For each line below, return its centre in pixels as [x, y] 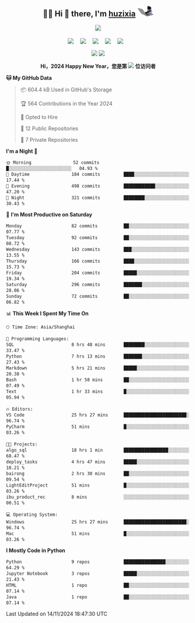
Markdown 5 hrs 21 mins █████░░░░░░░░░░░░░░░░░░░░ [98, 368]
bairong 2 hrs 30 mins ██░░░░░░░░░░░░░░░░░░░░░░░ [98, 474]
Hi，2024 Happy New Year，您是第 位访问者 [98, 66]
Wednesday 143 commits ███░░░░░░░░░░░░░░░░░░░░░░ [98, 249]
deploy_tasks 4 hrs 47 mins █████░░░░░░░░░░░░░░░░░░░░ [98, 462]
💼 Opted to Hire [39, 117]
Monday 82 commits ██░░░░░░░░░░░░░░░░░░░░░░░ [98, 226]
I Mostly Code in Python [36, 550]
